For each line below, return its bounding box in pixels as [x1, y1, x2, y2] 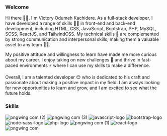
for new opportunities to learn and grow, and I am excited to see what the [5, 85, 157, 91]
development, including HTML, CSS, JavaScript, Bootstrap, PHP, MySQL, [5, 26, 157, 32]
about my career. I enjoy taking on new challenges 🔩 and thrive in [5, 57, 141, 63]
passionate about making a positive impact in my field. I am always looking [5, 80, 160, 86]
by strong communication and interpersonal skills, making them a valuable [5, 36, 159, 42]
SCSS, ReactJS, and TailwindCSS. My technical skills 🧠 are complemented [5, 31, 159, 37]
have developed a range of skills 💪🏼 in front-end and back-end [5, 20, 136, 26]
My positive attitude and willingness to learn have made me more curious [5, 51, 157, 57]
